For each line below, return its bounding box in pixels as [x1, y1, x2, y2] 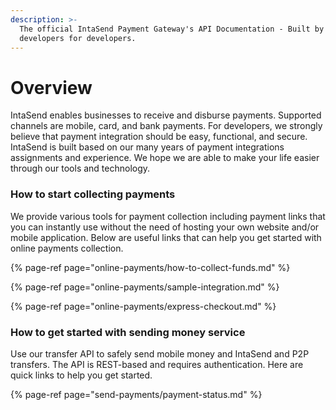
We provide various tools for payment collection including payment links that [10, 210, 326, 222]
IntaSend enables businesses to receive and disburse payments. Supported [10, 109, 322, 121]
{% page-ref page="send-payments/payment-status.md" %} [10, 388, 263, 400]
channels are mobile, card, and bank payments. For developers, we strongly [10, 120, 323, 132]
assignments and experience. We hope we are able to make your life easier [10, 152, 320, 164]
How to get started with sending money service [10, 325, 246, 339]
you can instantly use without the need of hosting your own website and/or [10, 221, 320, 233]
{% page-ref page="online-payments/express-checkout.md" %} [10, 300, 277, 312]
